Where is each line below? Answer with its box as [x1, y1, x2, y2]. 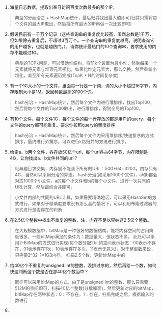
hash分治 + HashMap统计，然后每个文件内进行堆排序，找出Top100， [14, 100, 155, 105]
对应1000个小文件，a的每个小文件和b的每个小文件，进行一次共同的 [14, 178, 151, 184]
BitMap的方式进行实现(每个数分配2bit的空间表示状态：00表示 [24, 240, 147, 245]
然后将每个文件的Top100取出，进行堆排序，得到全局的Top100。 [14, 106, 143, 111]
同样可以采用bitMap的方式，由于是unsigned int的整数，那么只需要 [14, 279, 149, 285]
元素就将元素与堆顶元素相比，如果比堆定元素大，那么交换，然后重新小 [14, 66, 157, 72]
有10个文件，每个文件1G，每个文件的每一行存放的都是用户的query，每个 [9, 116, 156, 122]
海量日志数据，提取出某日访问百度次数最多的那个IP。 [9, 4, 117, 10]
